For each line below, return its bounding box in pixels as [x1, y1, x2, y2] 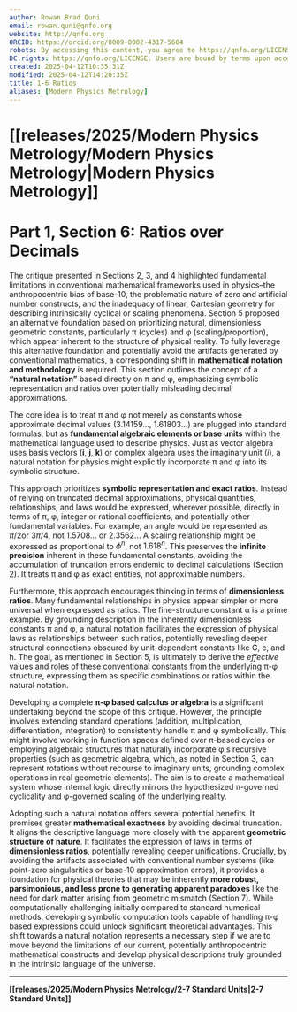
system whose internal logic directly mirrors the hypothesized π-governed [9, 782, 279, 793]
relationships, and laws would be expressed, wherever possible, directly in [9, 502, 280, 512]
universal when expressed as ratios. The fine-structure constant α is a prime [9, 605, 288, 616]
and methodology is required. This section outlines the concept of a [9, 364, 258, 374]
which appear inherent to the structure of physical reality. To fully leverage [9, 335, 281, 346]
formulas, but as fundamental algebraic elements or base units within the [9, 428, 281, 439]
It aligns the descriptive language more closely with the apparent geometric [9, 827, 286, 838]
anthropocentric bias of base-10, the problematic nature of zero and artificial [9, 288, 288, 299]
